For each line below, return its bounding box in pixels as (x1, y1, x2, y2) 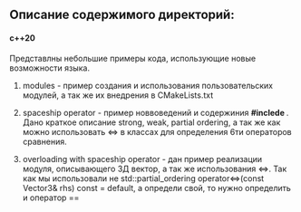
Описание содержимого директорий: (9, 7, 235, 23)
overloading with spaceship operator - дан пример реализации (22, 153, 263, 164)
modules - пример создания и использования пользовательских (22, 80, 274, 91)
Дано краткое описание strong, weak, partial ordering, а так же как (22, 117, 281, 128)
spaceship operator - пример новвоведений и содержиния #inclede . (22, 107, 289, 118)
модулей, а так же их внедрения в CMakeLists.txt (22, 90, 214, 101)
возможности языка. (9, 63, 91, 73)
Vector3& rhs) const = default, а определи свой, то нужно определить (22, 182, 292, 193)
